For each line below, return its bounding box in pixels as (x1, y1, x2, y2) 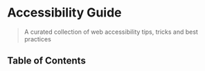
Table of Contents (7, 55, 87, 67)
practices (24, 34, 52, 43)
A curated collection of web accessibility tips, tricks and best (24, 28, 199, 36)
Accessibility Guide (7, 5, 122, 21)
